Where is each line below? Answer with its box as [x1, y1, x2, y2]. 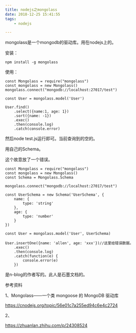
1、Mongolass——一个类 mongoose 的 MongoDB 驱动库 [5, 293, 119, 298]
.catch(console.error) [14, 126, 60, 131]
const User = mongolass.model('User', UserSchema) [5, 231, 111, 236]
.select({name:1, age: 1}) [14, 109, 69, 114]
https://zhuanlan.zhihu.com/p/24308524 [5, 323, 87, 329]
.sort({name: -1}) [14, 113, 52, 118]
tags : [5, 16, 16, 21]
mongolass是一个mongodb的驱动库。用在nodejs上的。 [5, 39, 116, 45]
